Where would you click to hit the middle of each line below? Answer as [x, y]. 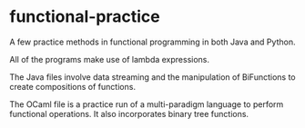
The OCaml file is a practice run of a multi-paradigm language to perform [147, 104]
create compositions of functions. [73, 86]
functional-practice [85, 17]
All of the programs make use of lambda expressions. [110, 59]
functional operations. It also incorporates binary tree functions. [129, 113]
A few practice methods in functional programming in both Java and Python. [152, 42]
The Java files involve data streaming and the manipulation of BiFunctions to [152, 77]
